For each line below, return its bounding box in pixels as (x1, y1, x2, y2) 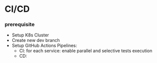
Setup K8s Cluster (11, 32, 49, 38)
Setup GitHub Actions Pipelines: (11, 43, 77, 49)
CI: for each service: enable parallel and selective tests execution (19, 48, 153, 54)
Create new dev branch (11, 37, 60, 43)
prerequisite (4, 21, 35, 28)
